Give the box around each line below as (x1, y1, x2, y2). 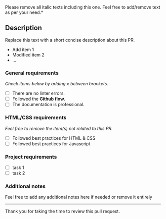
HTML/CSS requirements (5, 114, 67, 121)
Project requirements (5, 153, 57, 160)
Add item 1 (12, 47, 34, 53)
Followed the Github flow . (12, 96, 66, 102)
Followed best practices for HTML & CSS (12, 135, 95, 141)
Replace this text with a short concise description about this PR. (5, 37, 135, 43)
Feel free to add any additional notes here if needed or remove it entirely (5, 194, 152, 200)
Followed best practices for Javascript (12, 141, 90, 147)
